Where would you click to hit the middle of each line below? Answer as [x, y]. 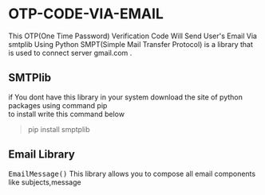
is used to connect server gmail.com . [70, 53]
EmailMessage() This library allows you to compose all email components [132, 174]
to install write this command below [67, 114]
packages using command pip [58, 105]
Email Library [42, 155]
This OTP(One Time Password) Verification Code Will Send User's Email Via [133, 36]
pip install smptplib [59, 129]
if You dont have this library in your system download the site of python [126, 97]
